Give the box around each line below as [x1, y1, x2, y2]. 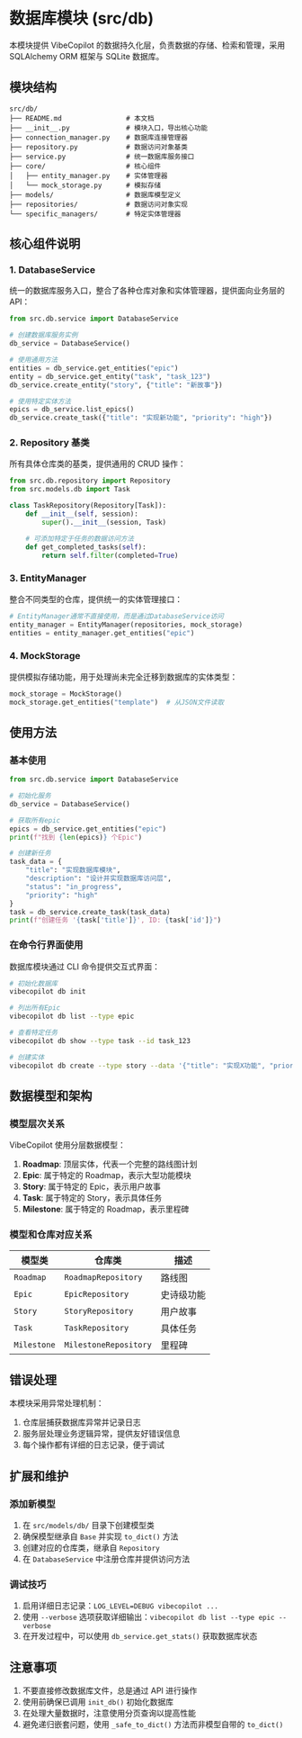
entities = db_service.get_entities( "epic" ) [9, 364, 179, 373]
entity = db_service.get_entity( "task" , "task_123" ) [9, 372, 211, 381]
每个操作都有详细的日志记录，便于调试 [22, 1439, 164, 1450]
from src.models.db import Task [9, 485, 130, 494]
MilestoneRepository [64, 1339, 153, 1350]
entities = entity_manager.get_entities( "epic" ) [9, 628, 195, 637]
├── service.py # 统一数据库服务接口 [9, 152, 195, 161]
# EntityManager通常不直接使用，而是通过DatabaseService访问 [9, 611, 225, 621]
